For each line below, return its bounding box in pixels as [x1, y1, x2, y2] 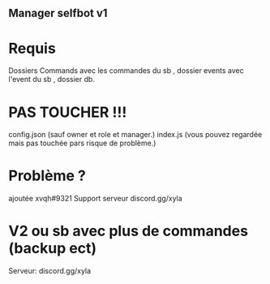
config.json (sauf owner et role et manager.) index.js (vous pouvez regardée [8, 130, 263, 140]
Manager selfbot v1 [8, 6, 108, 20]
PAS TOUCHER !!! [8, 103, 127, 121]
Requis [8, 39, 57, 58]
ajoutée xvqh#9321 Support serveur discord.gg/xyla [8, 194, 182, 204]
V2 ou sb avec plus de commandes [8, 222, 249, 240]
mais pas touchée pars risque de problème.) [8, 138, 156, 148]
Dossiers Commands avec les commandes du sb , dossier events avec [8, 66, 245, 75]
